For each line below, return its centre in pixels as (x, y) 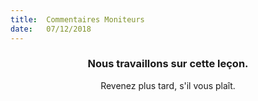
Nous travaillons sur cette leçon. (168, 64)
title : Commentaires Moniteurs (77, 19)
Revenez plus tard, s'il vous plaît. (168, 85)
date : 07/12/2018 (51, 29)
